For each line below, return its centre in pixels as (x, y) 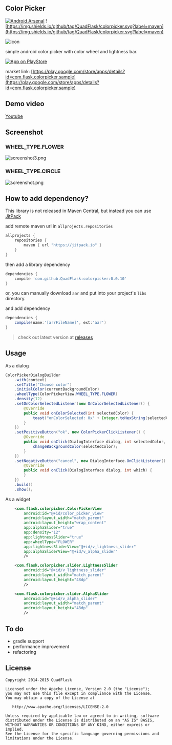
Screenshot (24, 132)
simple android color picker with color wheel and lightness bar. (71, 51)
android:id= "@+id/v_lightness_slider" (65, 570)
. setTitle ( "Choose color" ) (43, 385)
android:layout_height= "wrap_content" (65, 523)
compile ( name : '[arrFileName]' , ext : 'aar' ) (60, 323)
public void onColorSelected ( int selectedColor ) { (79, 413)
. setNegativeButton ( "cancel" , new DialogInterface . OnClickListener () (90, 461)
